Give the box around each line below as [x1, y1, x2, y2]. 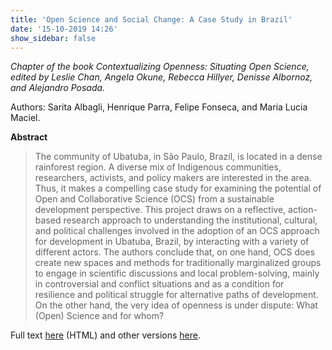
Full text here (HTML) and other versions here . [10, 329, 202, 341]
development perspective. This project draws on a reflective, [34, 204, 287, 216]
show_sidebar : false [10, 33, 97, 43]
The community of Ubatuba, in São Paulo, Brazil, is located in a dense [34, 151, 323, 163]
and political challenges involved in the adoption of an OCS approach [34, 225, 320, 237]
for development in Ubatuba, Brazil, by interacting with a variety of [34, 236, 310, 248]
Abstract [10, 131, 48, 143]
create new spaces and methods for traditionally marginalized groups [34, 257, 322, 269]
